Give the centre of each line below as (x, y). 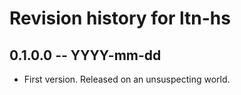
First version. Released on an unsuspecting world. (127, 79)
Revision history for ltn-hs (120, 18)
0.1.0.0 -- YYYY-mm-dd (85, 55)
